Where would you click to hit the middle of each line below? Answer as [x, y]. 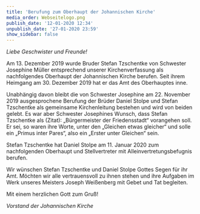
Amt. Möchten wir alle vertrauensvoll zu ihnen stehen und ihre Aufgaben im [100, 176]
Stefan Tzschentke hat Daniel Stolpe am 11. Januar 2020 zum [83, 145]
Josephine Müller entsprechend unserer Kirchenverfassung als [85, 70]
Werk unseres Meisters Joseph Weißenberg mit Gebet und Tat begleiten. [97, 182]
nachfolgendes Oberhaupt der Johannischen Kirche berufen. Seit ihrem [95, 76]
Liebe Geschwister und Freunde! [47, 52]
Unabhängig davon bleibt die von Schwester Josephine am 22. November [98, 95]
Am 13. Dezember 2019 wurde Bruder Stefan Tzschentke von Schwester [96, 64]
